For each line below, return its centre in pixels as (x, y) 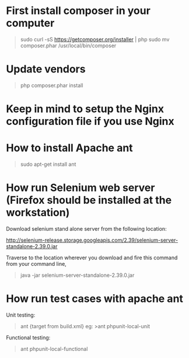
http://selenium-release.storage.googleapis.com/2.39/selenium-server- (92, 240)
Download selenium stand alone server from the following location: (87, 228)
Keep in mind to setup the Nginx (85, 109)
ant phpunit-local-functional (54, 349)
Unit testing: (21, 315)
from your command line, (36, 263)
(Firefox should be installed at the (89, 200)
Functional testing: (28, 338)
